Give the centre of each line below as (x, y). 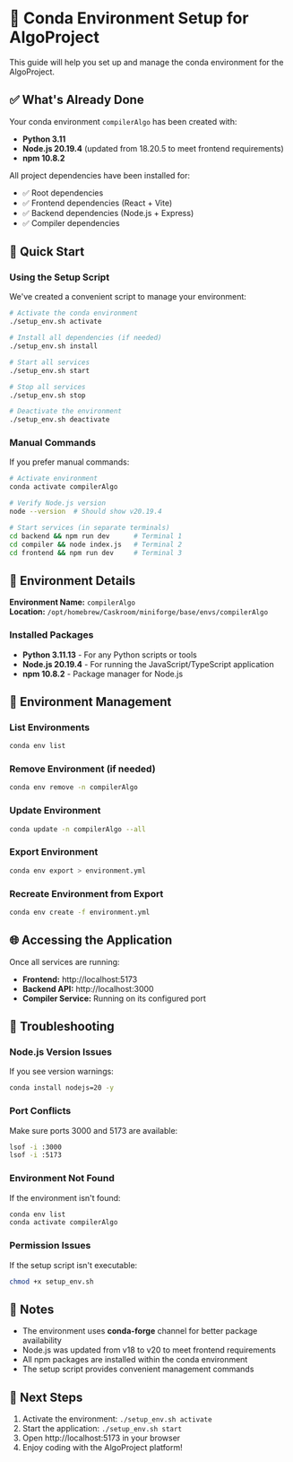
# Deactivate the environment (66, 412)
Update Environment (55, 811)
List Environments (50, 727)
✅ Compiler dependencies (71, 222)
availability (42, 1341)
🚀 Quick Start (47, 252)
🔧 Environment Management (90, 702)
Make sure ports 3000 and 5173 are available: (94, 1130)
